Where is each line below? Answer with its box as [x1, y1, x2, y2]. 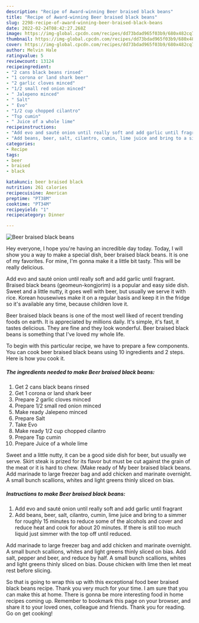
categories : [6, 140, 36, 147]
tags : [6, 152, 20, 158]
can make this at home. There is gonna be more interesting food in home [6, 591, 184, 598]
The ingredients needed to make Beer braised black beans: [6, 368, 155, 375]
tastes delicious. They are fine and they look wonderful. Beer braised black [6, 325, 189, 332]
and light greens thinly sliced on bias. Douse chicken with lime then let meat [6, 561, 191, 568]
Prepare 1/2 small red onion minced [14, 402, 102, 409]
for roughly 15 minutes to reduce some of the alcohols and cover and [14, 518, 184, 525]
